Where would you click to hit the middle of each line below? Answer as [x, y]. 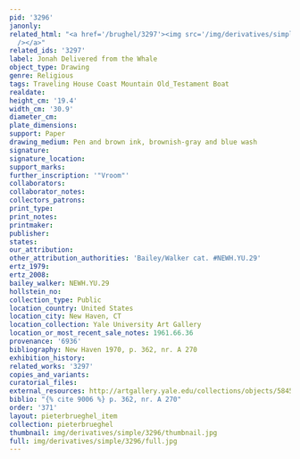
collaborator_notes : [48, 192]
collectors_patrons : [48, 200]
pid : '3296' [31, 17]
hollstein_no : [36, 291]
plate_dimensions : [43, 126]
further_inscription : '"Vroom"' [69, 175]
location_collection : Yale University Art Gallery [105, 325]
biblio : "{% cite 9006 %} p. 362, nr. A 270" [95, 400]
